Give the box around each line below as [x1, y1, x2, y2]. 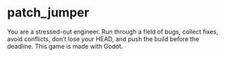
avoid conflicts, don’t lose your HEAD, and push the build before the [7, 34, 200, 43]
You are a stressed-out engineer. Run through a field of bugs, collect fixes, [7, 27, 219, 36]
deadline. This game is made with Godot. [7, 42, 123, 50]
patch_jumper [7, 5, 89, 21]
